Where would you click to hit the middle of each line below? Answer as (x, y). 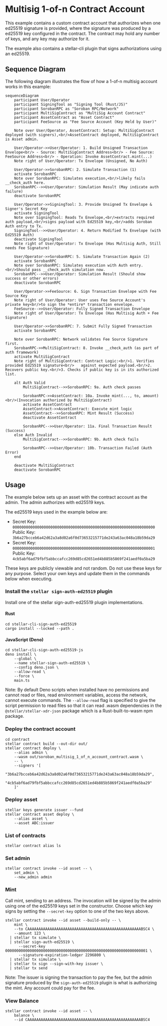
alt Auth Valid (30, 383)
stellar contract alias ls (33, 846)
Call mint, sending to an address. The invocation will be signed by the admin (83, 900)
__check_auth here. (25, 182)
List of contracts (25, 835)
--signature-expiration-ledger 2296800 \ (62, 955)
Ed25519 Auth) (20, 235)
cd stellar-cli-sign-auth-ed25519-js (44, 650)
